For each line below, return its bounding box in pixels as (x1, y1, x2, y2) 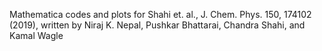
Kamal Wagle (9, 30, 64, 41)
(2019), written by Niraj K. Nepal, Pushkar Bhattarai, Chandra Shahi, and (9, 19, 306, 31)
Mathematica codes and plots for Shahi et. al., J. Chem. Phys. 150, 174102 (9, 9, 312, 20)
